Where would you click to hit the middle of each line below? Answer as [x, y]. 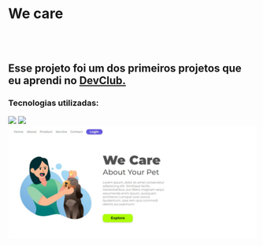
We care [36, 14]
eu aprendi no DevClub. [67, 80]
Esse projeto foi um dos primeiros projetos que [125, 69]
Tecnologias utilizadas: [54, 103]
